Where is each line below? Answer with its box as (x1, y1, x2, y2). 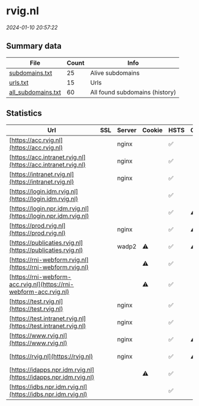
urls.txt (9, 78, 28, 87)
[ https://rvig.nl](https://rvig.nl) (9, 352, 94, 360)
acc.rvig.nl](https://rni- (9, 280, 74, 288)
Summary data (6, 41, 62, 51)
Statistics (6, 108, 43, 118)
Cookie (142, 126, 163, 134)
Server (117, 126, 137, 134)
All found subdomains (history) (90, 88, 176, 96)
